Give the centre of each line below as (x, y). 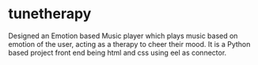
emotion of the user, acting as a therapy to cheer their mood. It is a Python (129, 44)
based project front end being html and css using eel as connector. (118, 52)
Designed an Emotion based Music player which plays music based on (123, 36)
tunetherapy (50, 14)
